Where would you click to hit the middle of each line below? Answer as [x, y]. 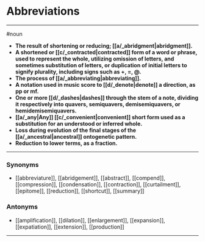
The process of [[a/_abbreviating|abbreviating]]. [78, 78]
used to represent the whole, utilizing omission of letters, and [95, 59]
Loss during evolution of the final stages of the [75, 130]
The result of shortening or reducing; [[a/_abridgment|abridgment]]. [104, 46]
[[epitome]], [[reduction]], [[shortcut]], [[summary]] [80, 191]
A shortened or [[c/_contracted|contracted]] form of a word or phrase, [106, 52]
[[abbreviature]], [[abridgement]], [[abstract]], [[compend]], [90, 178]
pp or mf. [27, 91]
